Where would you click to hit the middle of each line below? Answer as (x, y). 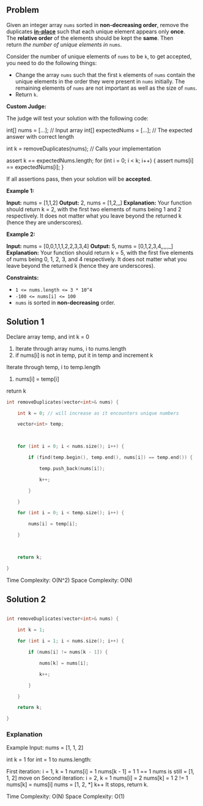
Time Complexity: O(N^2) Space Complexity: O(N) (69, 580)
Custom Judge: (27, 106)
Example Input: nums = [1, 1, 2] (45, 748)
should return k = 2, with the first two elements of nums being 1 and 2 (94, 209)
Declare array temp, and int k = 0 (48, 337)
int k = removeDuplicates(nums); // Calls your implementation (83, 148)
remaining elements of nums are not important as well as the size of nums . (106, 88)
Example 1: (20, 190)
